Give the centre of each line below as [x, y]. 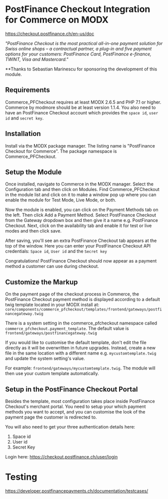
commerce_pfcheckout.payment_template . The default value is [67, 328]
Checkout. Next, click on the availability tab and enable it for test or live [78, 225]
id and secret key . [24, 118]
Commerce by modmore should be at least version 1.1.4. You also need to [80, 107]
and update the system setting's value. [45, 358]
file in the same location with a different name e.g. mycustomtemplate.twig [81, 353]
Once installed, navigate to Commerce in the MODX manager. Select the [79, 184]
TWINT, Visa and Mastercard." [37, 59]
